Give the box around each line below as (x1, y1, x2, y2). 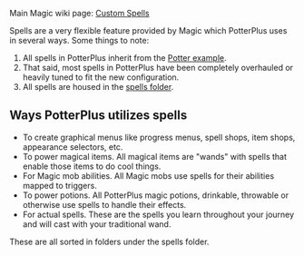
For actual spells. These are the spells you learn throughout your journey (22, 209, 295, 220)
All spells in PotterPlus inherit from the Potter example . (22, 53, 227, 63)
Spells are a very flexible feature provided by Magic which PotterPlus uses (9, 25, 288, 35)
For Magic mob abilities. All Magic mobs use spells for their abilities (22, 170, 275, 181)
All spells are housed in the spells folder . (22, 82, 174, 92)
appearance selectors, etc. (22, 141, 123, 153)
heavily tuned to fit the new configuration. (22, 72, 180, 83)
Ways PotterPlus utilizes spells (9, 108, 188, 123)
